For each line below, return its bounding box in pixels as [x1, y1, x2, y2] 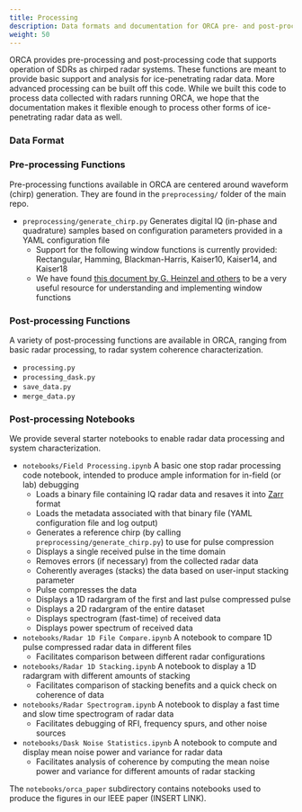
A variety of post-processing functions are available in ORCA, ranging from [9, 335, 288, 345]
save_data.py [22, 382, 72, 391]
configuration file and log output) [35, 518, 159, 529]
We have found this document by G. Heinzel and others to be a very [35, 272, 288, 283]
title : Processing [9, 13, 78, 22]
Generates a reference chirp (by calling [35, 527, 182, 538]
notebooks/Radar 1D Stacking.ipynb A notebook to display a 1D [22, 661, 256, 672]
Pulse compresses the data [35, 584, 138, 595]
